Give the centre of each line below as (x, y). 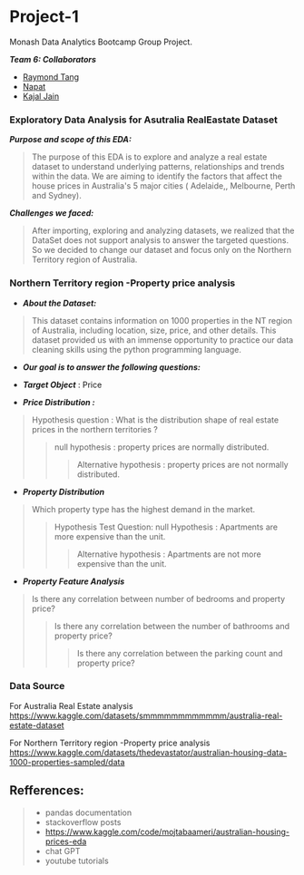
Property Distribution (64, 491)
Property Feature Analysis (74, 581)
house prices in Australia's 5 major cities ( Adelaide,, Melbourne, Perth (163, 186)
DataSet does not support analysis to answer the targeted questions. (160, 240)
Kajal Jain (41, 96)
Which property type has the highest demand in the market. (143, 509)
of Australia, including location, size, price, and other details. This (154, 330)
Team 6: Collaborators (53, 59)
